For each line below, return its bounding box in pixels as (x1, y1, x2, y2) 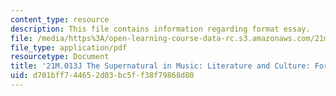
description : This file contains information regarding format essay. (10, 24, 311, 34)
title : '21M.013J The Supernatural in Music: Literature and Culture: (10, 61, 311, 71)
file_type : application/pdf (10, 42, 128, 53)
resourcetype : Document (10, 52, 110, 62)
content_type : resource (10, 14, 110, 25)
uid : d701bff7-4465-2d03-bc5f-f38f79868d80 (10, 71, 195, 81)
